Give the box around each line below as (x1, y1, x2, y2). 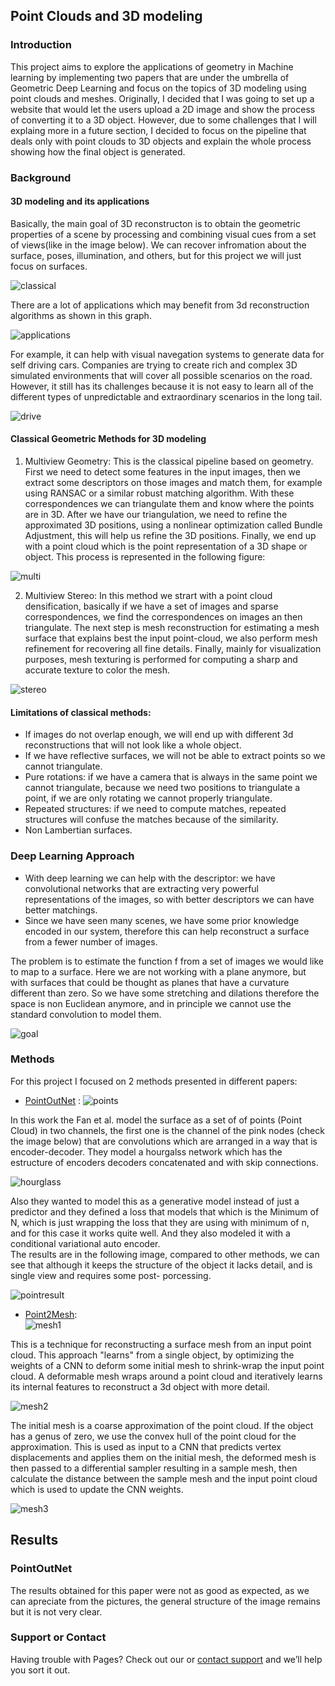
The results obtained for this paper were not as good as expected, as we (10, 1584, 310, 1596)
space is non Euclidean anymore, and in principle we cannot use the (10, 997, 292, 1009)
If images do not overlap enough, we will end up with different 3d (24, 729, 294, 741)
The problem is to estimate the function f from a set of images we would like (10, 955, 324, 967)
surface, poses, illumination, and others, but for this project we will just (10, 249, 302, 261)
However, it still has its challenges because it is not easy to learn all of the (10, 380, 314, 392)
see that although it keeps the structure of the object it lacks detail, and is (10, 1259, 313, 1271)
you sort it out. (10, 1664, 71, 1676)
